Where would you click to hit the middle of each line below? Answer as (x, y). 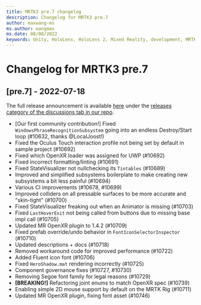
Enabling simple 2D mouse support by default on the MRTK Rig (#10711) (103, 289)
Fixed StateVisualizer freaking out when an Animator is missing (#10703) (104, 206)
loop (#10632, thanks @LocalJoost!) (60, 136)
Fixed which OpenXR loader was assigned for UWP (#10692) (90, 155)
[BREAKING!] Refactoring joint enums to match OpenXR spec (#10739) (102, 283)
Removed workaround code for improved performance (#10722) (94, 251)
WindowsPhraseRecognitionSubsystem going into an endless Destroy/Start (103, 130)
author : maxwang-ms (31, 23)
